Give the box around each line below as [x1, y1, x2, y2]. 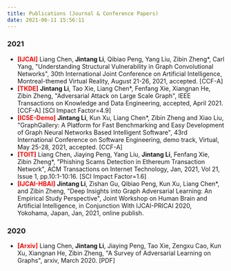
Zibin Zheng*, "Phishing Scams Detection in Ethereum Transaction [17, 157, 205, 165]
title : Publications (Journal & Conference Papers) [7, 10, 159, 17]
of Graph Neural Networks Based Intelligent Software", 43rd [17, 128, 188, 137]
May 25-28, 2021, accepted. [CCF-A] [17, 143, 123, 151]
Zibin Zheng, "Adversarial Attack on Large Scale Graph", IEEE [17, 91, 191, 100]
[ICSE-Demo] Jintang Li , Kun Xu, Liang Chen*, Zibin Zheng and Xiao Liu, [17, 113, 224, 121]
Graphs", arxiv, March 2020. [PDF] [17, 257, 116, 265]
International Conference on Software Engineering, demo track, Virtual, [17, 135, 219, 143]
